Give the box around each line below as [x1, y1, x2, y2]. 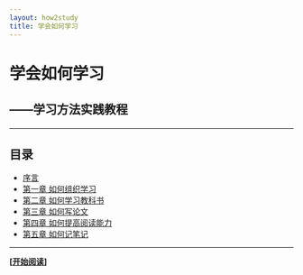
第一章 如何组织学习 [22, 184, 96, 195]
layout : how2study [9, 13, 78, 23]
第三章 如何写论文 [22, 206, 88, 217]
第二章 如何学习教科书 [22, 195, 105, 206]
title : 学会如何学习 [9, 22, 78, 31]
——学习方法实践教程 [9, 102, 128, 117]
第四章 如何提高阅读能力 [22, 217, 113, 228]
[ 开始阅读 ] [9, 256, 48, 267]
